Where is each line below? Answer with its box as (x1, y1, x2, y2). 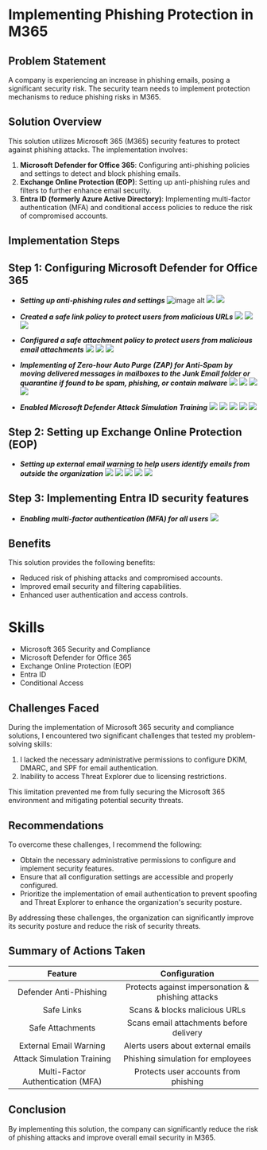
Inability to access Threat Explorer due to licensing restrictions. (19, 772, 226, 782)
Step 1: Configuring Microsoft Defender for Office (8, 261, 258, 275)
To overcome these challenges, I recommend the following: (8, 840, 203, 849)
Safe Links (42, 1004, 82, 1016)
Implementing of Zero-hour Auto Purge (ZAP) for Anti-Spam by (19, 361, 233, 370)
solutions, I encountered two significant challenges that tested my (8, 731, 224, 741)
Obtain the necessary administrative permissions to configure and (19, 856, 236, 865)
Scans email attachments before (126, 1017, 248, 1028)
